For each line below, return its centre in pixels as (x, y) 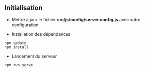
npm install (16, 47)
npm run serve (19, 65)
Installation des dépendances (41, 34)
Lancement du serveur (34, 56)
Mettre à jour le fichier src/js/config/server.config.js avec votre (76, 19)
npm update (16, 43)
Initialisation (24, 8)
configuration (25, 25)
